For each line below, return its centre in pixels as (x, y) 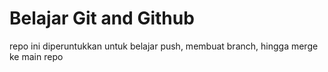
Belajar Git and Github (102, 18)
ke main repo (36, 56)
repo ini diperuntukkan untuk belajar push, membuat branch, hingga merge (164, 46)
